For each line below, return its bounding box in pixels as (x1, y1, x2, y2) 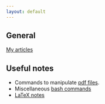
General (6, 31, 36, 41)
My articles (6, 46, 33, 53)
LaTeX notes (14, 92, 45, 99)
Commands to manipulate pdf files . (14, 79, 100, 86)
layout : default (6, 8, 46, 15)
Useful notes (6, 63, 54, 73)
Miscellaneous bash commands (14, 85, 92, 92)
